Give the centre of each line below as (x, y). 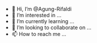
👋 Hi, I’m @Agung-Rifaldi (41, 9)
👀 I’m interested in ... (36, 15)
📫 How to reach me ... (39, 34)
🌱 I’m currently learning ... (43, 21)
